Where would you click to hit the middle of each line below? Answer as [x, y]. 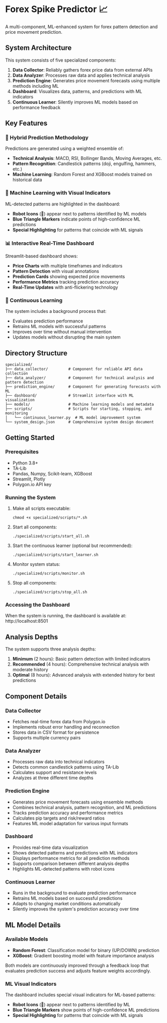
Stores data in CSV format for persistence [56, 732]
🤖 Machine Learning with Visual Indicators [58, 193]
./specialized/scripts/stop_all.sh [50, 592]
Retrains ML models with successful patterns [59, 327]
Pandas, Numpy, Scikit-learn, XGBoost [52, 473]
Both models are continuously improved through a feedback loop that [77, 965]
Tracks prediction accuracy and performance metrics [68, 813]
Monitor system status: [36, 564]
